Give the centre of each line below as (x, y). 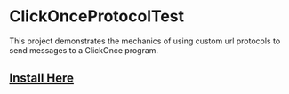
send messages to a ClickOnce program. (84, 50)
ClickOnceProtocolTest (97, 16)
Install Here (41, 78)
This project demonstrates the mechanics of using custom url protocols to (145, 41)
